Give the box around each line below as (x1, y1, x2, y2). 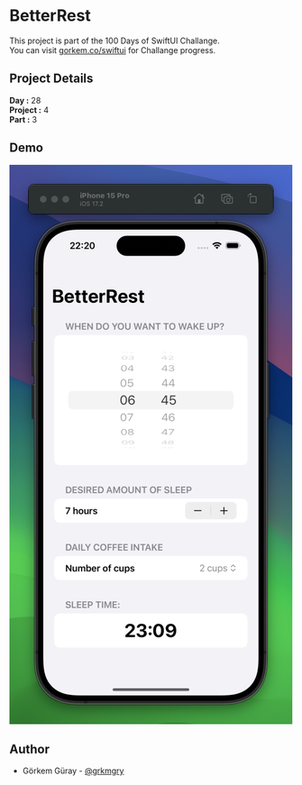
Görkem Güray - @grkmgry (22, 765, 124, 776)
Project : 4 (9, 105, 50, 115)
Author (9, 741, 50, 757)
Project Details (9, 71, 94, 87)
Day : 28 (9, 95, 41, 105)
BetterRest (9, 5, 92, 26)
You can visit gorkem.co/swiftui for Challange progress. (9, 44, 216, 55)
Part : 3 (9, 114, 38, 124)
